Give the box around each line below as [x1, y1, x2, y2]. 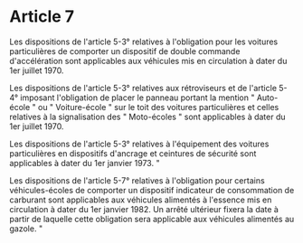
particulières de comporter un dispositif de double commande [9, 45, 241, 56]
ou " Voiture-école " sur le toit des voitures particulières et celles [37, 101, 279, 112]
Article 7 [9, 6, 75, 27]
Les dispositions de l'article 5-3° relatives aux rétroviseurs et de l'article [9, 82, 278, 93]
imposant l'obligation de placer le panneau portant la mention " [20, 92, 255, 103]
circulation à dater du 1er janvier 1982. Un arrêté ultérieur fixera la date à [9, 203, 279, 214]
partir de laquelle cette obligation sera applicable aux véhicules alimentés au [9, 213, 295, 224]
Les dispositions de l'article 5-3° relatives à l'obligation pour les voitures [9, 36, 279, 47]
